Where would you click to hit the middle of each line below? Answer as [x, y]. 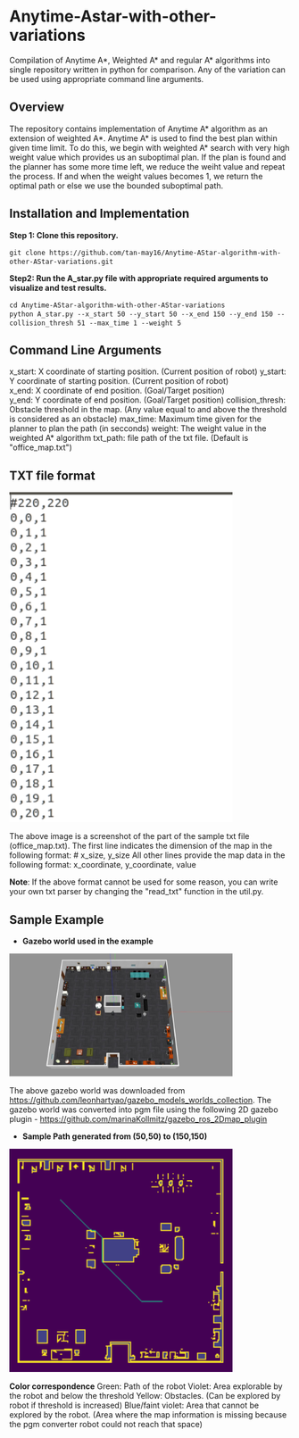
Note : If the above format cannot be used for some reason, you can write [144, 882]
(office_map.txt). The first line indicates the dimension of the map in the [141, 846]
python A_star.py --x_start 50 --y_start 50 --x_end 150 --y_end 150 [141, 314]
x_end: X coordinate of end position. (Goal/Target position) [117, 391]
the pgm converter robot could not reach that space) [106, 1424]
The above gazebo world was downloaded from [97, 1090]
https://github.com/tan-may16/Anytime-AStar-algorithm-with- [165, 253]
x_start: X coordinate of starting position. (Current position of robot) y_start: [148, 371]
